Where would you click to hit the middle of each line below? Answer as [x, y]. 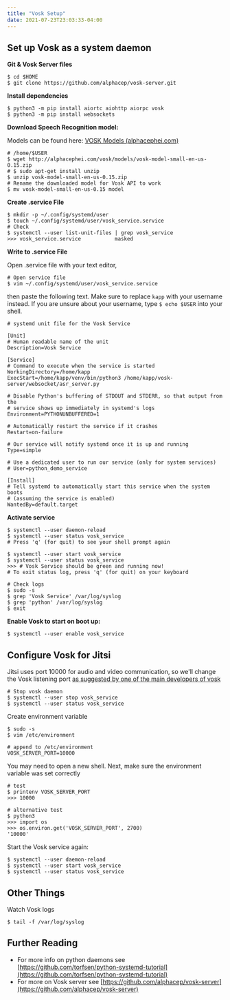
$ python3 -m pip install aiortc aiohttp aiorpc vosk [86, 109]
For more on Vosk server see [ [60, 981]
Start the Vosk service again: [48, 847]
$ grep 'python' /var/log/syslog [55, 603]
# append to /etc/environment [50, 747]
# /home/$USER [27, 153]
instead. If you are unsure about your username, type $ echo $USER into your [115, 304]
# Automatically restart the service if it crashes [82, 427]
